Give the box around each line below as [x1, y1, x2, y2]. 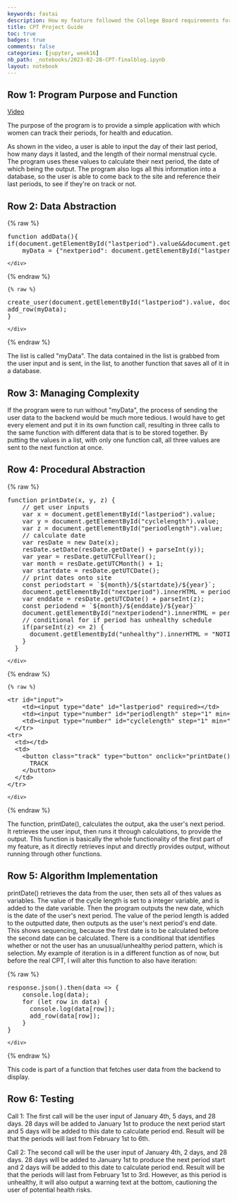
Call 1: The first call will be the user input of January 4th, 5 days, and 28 [7, 1111, 217, 1120]
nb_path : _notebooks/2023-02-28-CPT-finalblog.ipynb [7, 56, 166, 63]
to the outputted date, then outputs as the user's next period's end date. [7, 918, 217, 927]
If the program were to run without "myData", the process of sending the [7, 406, 218, 415]
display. [7, 1073, 30, 1081]
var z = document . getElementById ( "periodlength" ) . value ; [22, 524, 224, 532]
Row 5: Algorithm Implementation [7, 870, 159, 882]
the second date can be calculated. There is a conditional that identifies [7, 934, 215, 942]
